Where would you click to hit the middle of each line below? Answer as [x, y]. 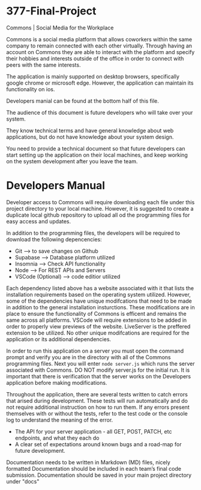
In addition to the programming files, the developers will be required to [93, 233]
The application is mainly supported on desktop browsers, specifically [93, 76]
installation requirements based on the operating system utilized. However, [98, 294]
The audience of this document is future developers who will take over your [100, 112]
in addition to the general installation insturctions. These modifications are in [100, 307]
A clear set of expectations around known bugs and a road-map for [98, 444]
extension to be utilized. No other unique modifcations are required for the [98, 333]
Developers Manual [56, 186]
